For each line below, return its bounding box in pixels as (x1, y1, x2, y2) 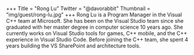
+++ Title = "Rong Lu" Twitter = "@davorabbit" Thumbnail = (6, 5, 151, 12)
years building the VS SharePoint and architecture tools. (6, 42, 141, 49)
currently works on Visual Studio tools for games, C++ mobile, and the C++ (6, 30, 188, 37)
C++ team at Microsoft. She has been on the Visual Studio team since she (6, 18, 184, 24)
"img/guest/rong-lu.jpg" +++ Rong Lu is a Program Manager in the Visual (6, 11, 182, 18)
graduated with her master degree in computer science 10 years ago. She (6, 23, 183, 30)
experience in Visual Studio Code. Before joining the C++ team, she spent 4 (6, 36, 188, 43)
